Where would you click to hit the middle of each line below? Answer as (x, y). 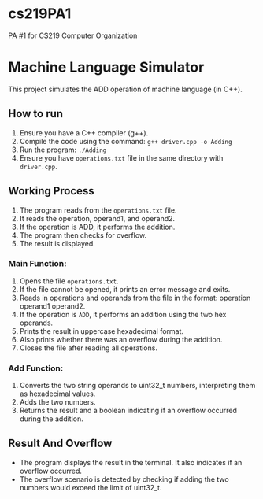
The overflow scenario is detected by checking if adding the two (124, 479)
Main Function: (37, 264)
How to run (36, 114)
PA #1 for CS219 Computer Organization (73, 35)
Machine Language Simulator (106, 67)
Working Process (51, 191)
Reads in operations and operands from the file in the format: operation (135, 298)
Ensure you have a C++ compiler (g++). (84, 133)
